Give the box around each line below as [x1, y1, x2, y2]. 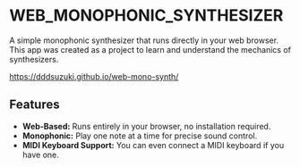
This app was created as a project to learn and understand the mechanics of [9, 44, 291, 54]
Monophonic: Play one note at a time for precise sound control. [21, 130, 258, 141]
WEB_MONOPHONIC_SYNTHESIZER [9, 5, 284, 26]
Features [9, 97, 60, 113]
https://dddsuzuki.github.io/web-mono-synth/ [9, 71, 179, 81]
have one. [21, 149, 60, 160]
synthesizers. [9, 54, 59, 64]
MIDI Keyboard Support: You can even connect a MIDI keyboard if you [21, 139, 285, 150]
